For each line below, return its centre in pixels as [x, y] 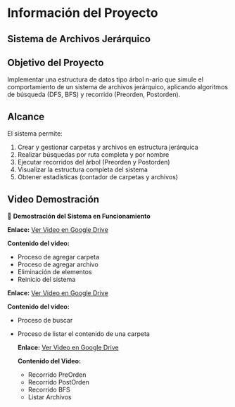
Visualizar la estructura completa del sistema [82, 169]
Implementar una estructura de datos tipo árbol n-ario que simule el [106, 79]
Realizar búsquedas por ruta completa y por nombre [93, 155]
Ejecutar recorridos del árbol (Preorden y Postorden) [94, 162]
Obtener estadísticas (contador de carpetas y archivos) [97, 177]
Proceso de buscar [45, 321]
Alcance [26, 116]
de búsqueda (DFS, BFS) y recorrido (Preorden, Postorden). [94, 95]
